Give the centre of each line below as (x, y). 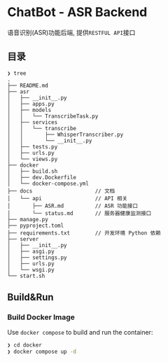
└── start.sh (26, 276)
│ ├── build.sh (33, 171)
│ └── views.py (33, 159)
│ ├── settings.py (37, 257)
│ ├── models (29, 110)
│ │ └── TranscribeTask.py (53, 116)
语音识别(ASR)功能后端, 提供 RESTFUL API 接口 (71, 32)
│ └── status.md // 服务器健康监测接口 (79, 213)
